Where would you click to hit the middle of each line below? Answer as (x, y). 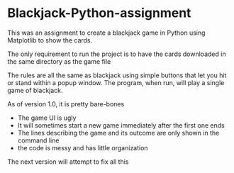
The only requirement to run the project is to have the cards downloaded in (117, 54)
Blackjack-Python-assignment (99, 13)
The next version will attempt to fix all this (68, 162)
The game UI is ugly (47, 118)
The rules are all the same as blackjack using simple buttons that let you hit (117, 75)
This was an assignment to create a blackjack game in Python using (106, 33)
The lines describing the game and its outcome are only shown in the (118, 133)
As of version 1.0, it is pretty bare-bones (66, 104)
